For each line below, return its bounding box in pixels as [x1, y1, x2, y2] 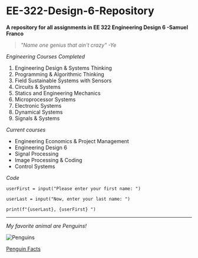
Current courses [6, 126, 46, 133]
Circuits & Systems [14, 83, 61, 90]
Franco [6, 30, 24, 37]
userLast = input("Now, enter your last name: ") [6, 196, 131, 202]
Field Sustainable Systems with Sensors [14, 77, 112, 84]
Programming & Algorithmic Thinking [14, 70, 104, 78]
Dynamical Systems [14, 108, 63, 115]
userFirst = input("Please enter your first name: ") [6, 185, 141, 192]
